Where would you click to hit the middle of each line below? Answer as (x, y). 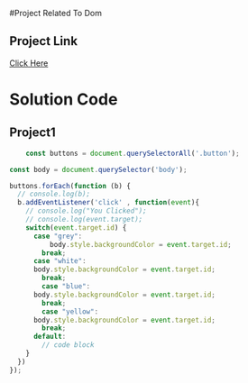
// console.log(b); (54, 194)
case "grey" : (58, 236)
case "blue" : (66, 287)
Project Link (44, 41)
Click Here (29, 63)
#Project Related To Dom (55, 13)
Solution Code (64, 99)
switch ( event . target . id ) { (76, 228)
